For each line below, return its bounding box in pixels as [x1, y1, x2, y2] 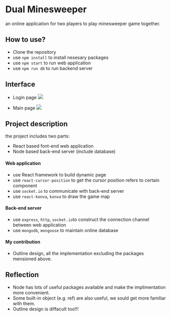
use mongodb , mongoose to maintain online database [12, 227, 119, 233]
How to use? [5, 35, 46, 44]
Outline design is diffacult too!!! [12, 306, 79, 312]
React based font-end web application [12, 143, 94, 149]
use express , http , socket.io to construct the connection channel [12, 216, 149, 222]
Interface [5, 80, 35, 89]
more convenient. [12, 289, 50, 296]
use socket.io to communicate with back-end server [12, 188, 124, 194]
